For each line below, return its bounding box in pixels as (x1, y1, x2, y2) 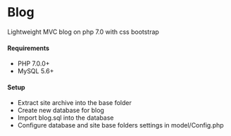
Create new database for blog (17, 106, 104, 115)
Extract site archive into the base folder (17, 99, 132, 107)
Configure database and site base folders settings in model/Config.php (17, 121, 224, 130)
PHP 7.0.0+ (17, 59, 51, 68)
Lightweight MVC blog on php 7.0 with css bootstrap (7, 27, 160, 36)
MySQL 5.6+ (17, 67, 54, 75)
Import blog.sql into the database (17, 113, 114, 122)
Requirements (7, 44, 50, 52)
